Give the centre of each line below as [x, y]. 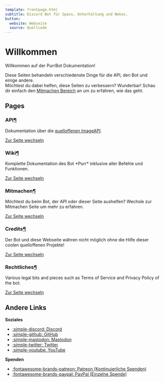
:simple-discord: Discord [37, 329]
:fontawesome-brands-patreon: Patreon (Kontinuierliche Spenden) [79, 369]
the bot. [13, 283]
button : [13, 19]
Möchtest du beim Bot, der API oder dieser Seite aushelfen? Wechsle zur [78, 202]
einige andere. [20, 80]
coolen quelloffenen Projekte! [35, 245]
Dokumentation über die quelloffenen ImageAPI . [53, 131]
